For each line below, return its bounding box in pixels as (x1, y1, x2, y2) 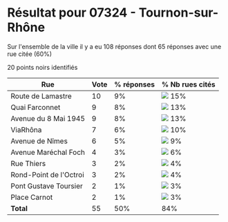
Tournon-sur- (138, 5, 219, 21)
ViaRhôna (10, 124, 42, 134)
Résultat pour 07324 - (7, 5, 136, 21)
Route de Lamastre (10, 91, 73, 101)
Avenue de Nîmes (10, 136, 68, 146)
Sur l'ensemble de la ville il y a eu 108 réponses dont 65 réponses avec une (7, 42, 222, 50)
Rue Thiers (10, 158, 46, 168)
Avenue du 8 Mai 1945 (10, 113, 85, 123)
